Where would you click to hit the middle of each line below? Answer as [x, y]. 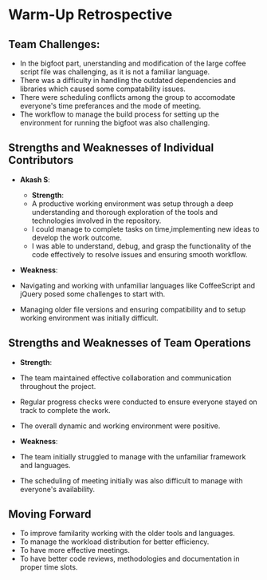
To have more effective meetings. [75, 550]
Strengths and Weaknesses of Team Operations [130, 343]
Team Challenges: [54, 44]
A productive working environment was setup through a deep [132, 203]
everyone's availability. [57, 489]
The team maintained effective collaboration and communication [126, 378]
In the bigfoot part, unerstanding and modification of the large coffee [133, 63]
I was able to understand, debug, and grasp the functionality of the [141, 246]
